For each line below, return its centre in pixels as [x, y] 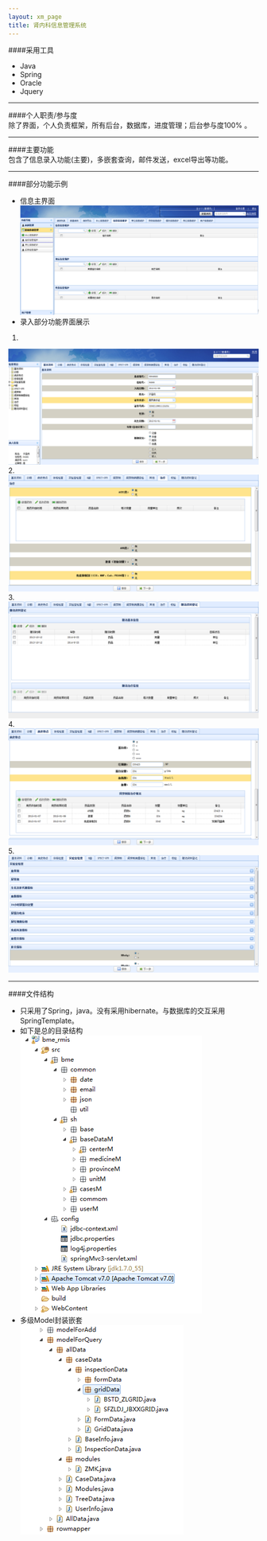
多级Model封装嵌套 [51, 1320]
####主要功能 [31, 149]
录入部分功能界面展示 [54, 322]
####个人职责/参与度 [43, 115]
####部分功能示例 [38, 184]
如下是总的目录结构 [51, 1030]
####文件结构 [31, 993]
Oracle [31, 83]
